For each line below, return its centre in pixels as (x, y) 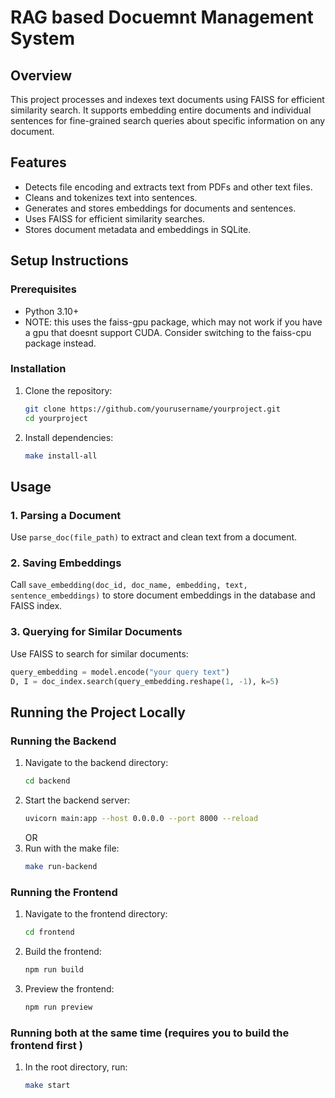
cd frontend (49, 932)
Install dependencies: (69, 437)
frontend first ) (46, 1045)
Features (38, 162)
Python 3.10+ (52, 311)
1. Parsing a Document (66, 515)
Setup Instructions (69, 261)
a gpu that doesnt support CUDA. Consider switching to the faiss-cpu (168, 332)
